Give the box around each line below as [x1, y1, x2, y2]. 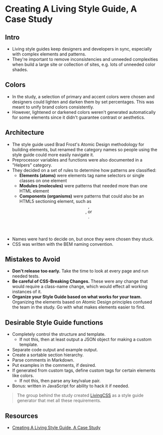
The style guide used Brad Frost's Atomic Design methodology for [12, 141, 145, 147]
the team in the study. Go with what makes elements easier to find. [12, 304, 146, 310]
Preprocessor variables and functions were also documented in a [12, 157, 143, 163]
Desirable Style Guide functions [5, 318, 103, 326]
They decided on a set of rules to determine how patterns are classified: [12, 167, 157, 173]
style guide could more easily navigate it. [12, 152, 95, 158]
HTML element [19, 188, 49, 194]
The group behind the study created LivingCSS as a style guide [16, 393, 144, 399]
